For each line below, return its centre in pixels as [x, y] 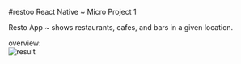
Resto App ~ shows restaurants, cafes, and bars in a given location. [121, 27]
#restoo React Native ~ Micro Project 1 [72, 12]
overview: [25, 43]
